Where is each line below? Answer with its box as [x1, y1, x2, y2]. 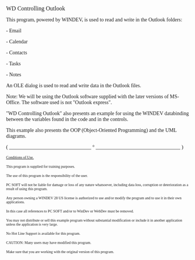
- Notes [6, 71, 22, 78]
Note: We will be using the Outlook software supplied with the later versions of [6, 94, 169, 100]
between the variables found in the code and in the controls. [6, 117, 129, 122]
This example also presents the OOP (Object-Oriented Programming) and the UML [6, 127, 177, 134]
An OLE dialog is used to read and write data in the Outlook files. [6, 83, 142, 88]
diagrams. [6, 133, 26, 139]
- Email [6, 28, 22, 34]
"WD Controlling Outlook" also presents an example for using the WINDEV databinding [6, 111, 189, 117]
